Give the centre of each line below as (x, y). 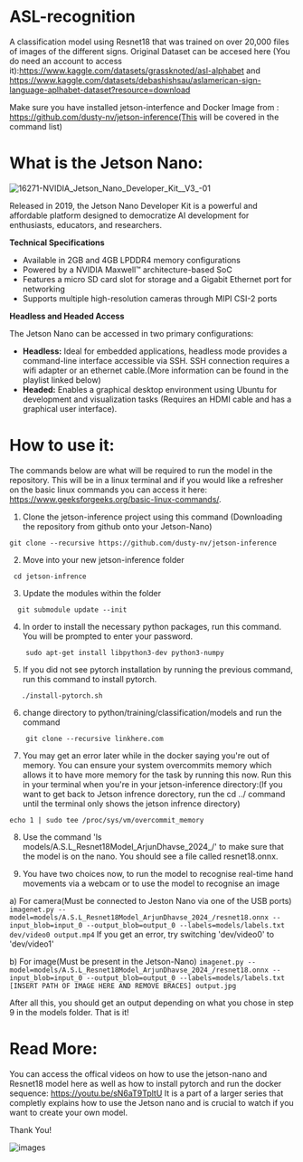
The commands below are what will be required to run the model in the (141, 470)
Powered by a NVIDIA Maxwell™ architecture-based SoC (127, 270)
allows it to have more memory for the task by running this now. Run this (157, 775)
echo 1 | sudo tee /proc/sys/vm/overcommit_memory (107, 820)
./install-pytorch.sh (62, 695)
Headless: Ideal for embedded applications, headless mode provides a (155, 351)
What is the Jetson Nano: (106, 163)
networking (44, 289)
